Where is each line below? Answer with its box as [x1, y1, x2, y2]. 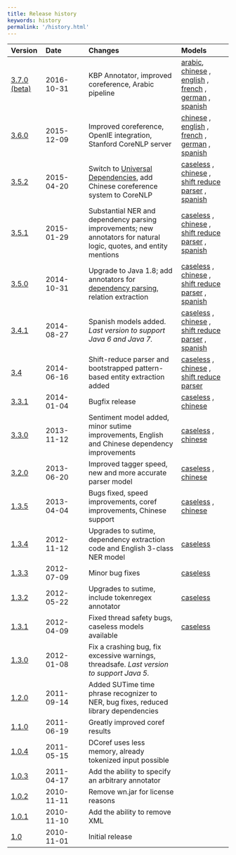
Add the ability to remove [88, 807, 171, 817]
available [88, 631, 118, 641]
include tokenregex [88, 593, 152, 603]
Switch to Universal [88, 164, 152, 174]
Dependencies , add [88, 173, 153, 183]
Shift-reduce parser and [88, 354, 169, 364]
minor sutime [88, 421, 132, 431]
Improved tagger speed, [88, 459, 168, 469]
